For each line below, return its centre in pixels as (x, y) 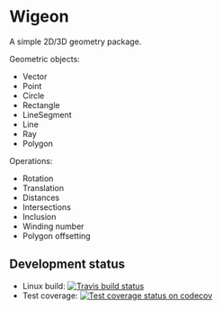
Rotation (38, 178)
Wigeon (39, 17)
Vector (35, 76)
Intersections (47, 207)
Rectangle (41, 105)
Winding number (53, 226)
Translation (43, 187)
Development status (67, 264)
